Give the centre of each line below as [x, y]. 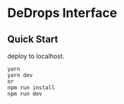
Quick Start [33, 39]
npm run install [31, 88]
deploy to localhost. [36, 56]
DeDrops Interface [62, 13]
